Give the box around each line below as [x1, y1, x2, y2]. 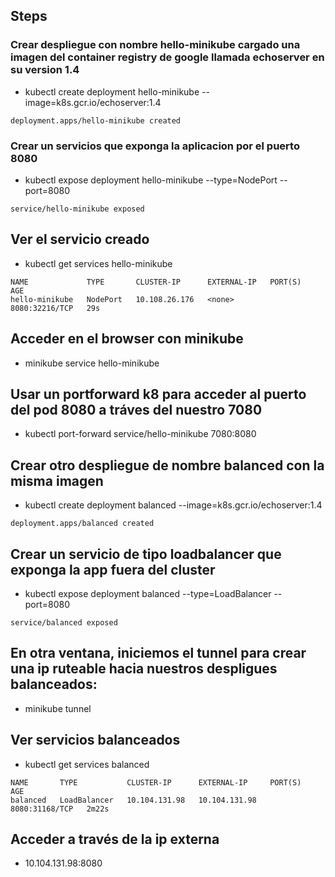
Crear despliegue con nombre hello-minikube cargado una [10, 38, 301, 52]
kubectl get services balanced [24, 758, 150, 770]
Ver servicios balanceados [10, 732, 181, 749]
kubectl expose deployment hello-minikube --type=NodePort [24, 174, 278, 186]
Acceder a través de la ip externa [10, 831, 220, 848]
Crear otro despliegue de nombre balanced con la [10, 457, 325, 474]
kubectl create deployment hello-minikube [24, 85, 200, 98]
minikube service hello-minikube [24, 357, 160, 369]
